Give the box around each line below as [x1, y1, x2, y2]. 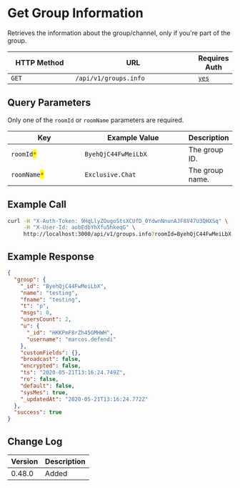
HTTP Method [15, 57, 64, 67]
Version [11, 456, 39, 466]
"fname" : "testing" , [20, 296, 81, 303]
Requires [198, 53, 229, 63]
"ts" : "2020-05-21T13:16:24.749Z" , [20, 369, 126, 377]
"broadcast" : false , [20, 356, 81, 363]
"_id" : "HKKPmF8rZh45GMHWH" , [26, 329, 114, 337]
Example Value [106, 132, 159, 142]
